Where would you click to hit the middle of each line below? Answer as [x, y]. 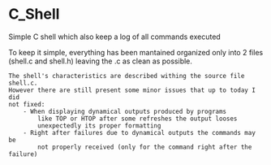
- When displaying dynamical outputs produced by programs [125, 111]
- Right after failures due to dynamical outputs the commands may [139, 132]
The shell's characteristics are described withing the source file [127, 76]
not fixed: [27, 104]
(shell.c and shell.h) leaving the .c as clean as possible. [101, 61]
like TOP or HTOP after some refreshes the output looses [138, 119]
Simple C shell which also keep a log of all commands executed [114, 37]
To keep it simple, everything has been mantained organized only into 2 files [136, 52]
